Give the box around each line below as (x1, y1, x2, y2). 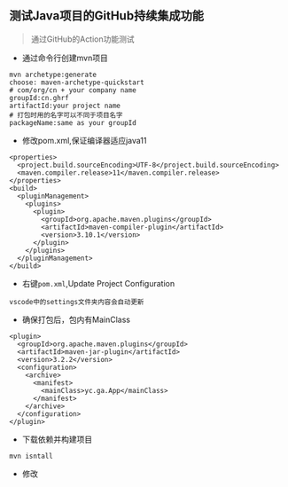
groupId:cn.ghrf (9, 93, 69, 102)
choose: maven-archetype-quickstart (9, 78, 144, 87)
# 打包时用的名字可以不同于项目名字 (9, 110, 123, 120)
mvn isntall (9, 452, 53, 460)
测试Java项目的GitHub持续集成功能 (9, 8, 204, 24)
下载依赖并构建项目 (21, 434, 93, 444)
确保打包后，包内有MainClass (21, 314, 131, 325)
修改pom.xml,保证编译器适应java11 (21, 135, 147, 145)
